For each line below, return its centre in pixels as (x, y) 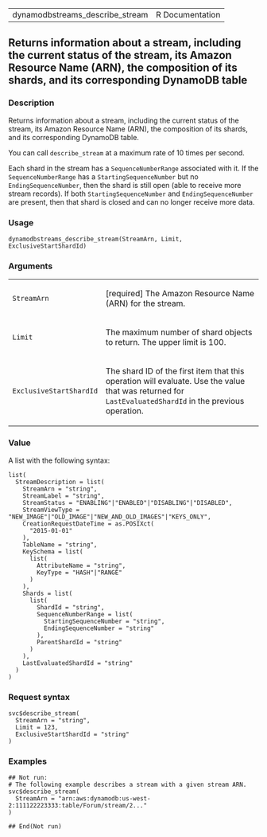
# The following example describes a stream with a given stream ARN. (128, 785)
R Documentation (188, 15)
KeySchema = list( (53, 551)
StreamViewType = (51, 510)
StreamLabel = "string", (64, 496)
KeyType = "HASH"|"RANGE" (80, 573)
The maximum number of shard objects (179, 332)
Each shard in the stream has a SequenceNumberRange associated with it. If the (133, 168)
